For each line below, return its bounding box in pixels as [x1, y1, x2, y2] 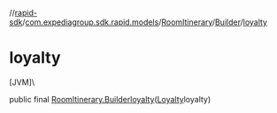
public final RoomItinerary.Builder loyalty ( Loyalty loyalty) [9, 94, 212, 104]
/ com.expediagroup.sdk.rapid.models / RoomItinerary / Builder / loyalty [21, 17, 268, 27]
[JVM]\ [9, 77, 35, 87]
